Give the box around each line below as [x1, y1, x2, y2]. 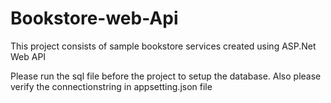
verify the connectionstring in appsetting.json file [10, 80, 213, 92]
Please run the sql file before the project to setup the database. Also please [10, 70, 322, 82]
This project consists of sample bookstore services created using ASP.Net [10, 40, 317, 52]
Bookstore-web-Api [10, 7, 179, 30]
